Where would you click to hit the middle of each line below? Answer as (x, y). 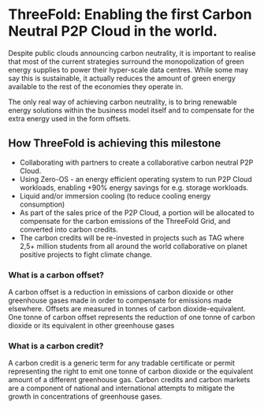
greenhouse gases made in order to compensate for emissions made (120, 300)
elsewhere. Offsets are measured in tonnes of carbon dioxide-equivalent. (127, 309)
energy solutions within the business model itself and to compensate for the (131, 110)
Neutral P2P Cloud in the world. (113, 31)
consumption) (42, 204)
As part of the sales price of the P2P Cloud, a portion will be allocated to (137, 212)
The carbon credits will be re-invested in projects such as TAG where (132, 237)
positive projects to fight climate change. (86, 255)
